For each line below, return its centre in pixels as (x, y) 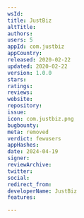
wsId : (15, 14)
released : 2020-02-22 (39, 60)
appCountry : (25, 54)
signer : (19, 158)
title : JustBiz (30, 20)
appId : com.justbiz (36, 47)
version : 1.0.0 (30, 73)
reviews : (20, 92)
